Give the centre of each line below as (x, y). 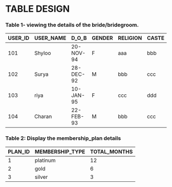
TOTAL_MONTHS (112, 152)
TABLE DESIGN (38, 9)
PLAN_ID (19, 152)
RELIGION (130, 38)
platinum (45, 160)
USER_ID (19, 38)
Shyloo (42, 53)
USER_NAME (50, 38)
